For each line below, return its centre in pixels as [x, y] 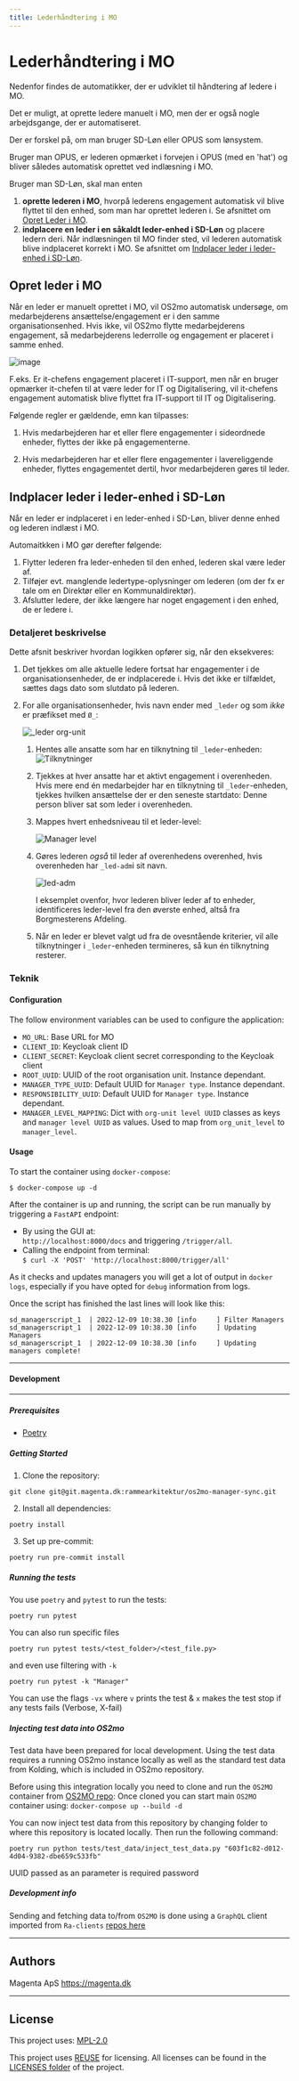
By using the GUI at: [59, 1231]
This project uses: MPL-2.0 [59, 2041]
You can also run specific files [65, 1632]
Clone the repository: [61, 1475]
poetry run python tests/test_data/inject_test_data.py [115, 1849]
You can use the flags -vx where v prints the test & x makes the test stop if [145, 1698]
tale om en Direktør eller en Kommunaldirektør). [109, 591]
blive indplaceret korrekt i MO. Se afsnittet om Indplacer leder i [137, 248]
